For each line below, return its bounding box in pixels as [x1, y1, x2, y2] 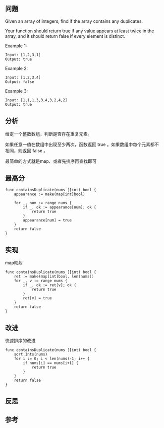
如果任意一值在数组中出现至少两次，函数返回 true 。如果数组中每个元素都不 [5, 141, 160, 147]
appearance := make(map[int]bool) [14, 192, 85, 197]
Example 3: [5, 88, 28, 94]
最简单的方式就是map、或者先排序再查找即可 [5, 158, 97, 164]
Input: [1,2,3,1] [5, 52, 41, 57]
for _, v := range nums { [14, 279, 68, 284]
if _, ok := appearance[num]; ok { [23, 205, 97, 210]
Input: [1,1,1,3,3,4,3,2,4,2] [5, 97, 68, 103]
